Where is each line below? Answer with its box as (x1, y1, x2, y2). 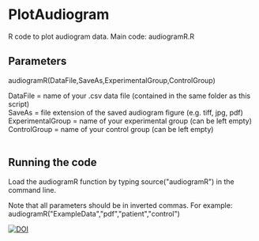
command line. (8, 185, 57, 194)
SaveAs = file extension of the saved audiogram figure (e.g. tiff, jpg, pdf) (8, 107, 243, 117)
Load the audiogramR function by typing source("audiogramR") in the (8, 176, 235, 186)
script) (8, 99, 30, 108)
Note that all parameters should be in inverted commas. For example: (8, 200, 233, 210)
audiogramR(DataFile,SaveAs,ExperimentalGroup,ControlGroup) (8, 75, 216, 85)
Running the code (8, 156, 97, 169)
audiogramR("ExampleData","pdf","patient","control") (8, 209, 180, 218)
